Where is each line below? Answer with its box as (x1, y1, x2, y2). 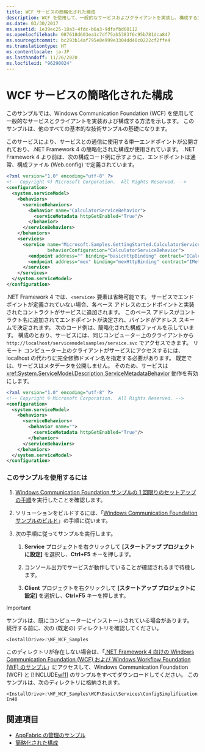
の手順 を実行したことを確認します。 (15, 496, 106, 504)
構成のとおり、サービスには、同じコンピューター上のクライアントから (18, 331, 194, 338)
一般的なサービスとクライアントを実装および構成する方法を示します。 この (6, 117, 194, 125)
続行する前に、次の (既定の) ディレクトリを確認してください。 (6, 624, 162, 631)
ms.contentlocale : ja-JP (6, 49, 70, 55)
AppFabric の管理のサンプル (15, 732, 86, 739)
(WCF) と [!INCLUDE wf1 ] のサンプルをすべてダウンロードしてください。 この (6, 671, 199, 678)
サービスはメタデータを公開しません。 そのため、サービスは (16, 362, 168, 369)
